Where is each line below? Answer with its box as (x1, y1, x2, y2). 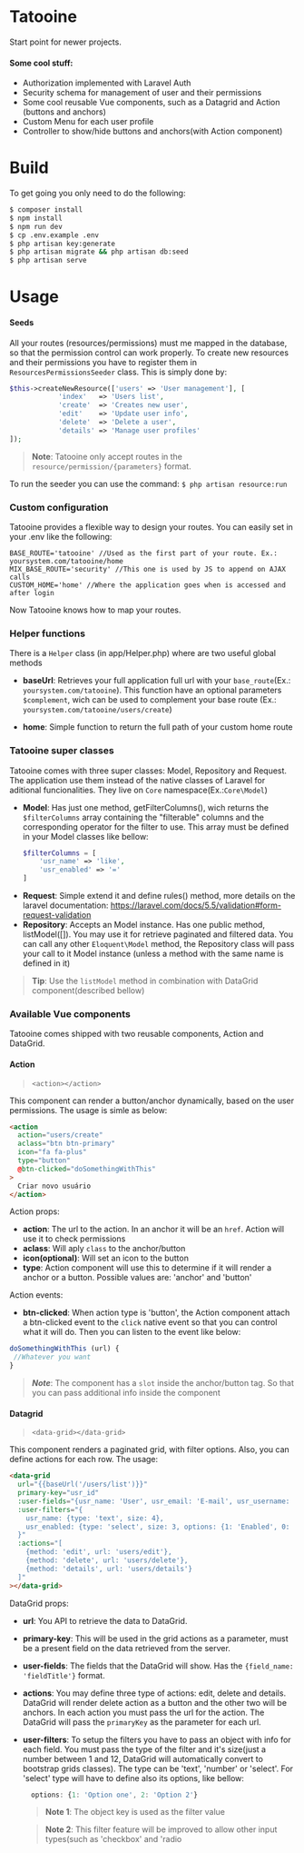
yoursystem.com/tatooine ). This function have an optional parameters (22, 684, 282, 696)
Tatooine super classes (9, 744, 115, 757)
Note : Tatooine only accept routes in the (31, 451, 183, 462)
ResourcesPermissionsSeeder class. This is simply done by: (9, 366, 228, 377)
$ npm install (9, 214, 64, 223)
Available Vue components (9, 1008, 132, 1021)
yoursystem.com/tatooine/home (9, 557, 124, 566)
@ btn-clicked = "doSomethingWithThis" (17, 1164, 156, 1173)
